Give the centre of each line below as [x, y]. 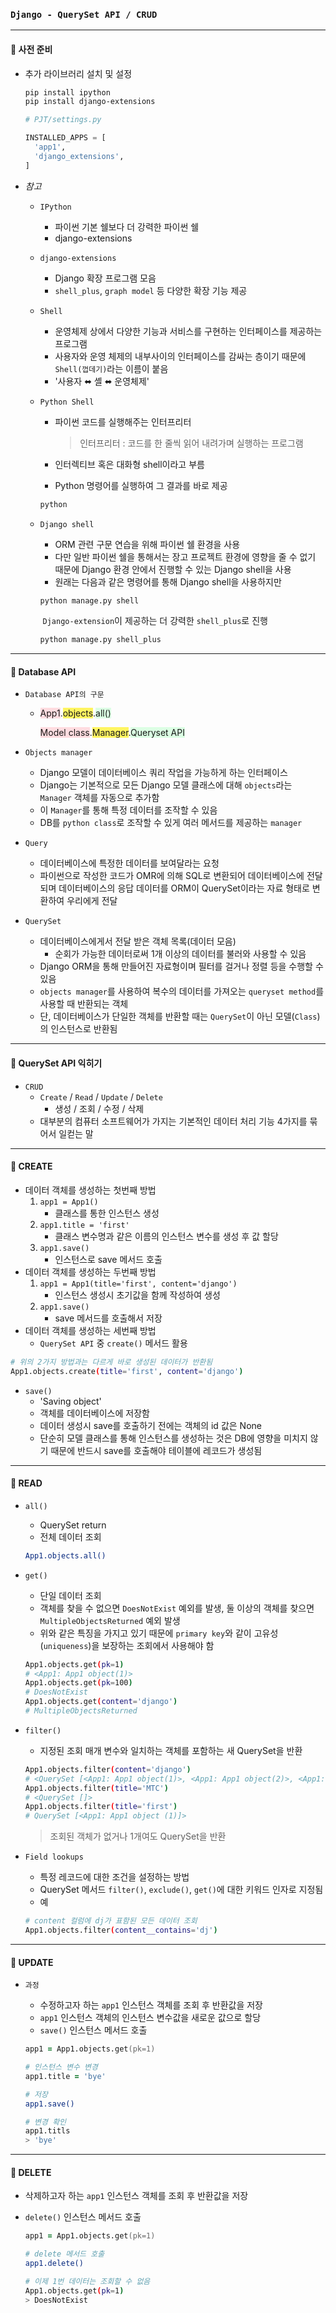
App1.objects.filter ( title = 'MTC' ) [96, 1788]
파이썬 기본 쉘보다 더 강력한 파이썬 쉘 [127, 226]
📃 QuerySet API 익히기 [56, 1063]
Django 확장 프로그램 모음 [105, 278]
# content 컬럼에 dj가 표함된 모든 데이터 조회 [111, 1921]
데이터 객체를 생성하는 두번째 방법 [90, 1271]
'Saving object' [70, 1401]
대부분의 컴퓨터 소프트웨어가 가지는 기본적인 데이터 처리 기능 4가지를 [173, 1121]
